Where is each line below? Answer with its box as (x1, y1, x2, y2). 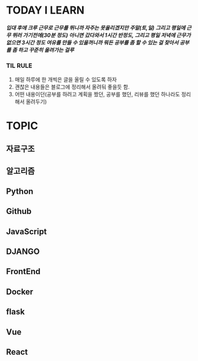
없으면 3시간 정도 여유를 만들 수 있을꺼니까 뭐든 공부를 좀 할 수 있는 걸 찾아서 (6, 39, 179, 46)
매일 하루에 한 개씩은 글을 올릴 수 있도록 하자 (14, 76, 117, 83)
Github (6, 206, 32, 216)
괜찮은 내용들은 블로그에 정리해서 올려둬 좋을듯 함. (14, 83, 130, 90)
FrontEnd (6, 266, 41, 277)
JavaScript (6, 226, 47, 236)
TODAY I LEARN (6, 4, 85, 17)
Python (6, 186, 34, 196)
